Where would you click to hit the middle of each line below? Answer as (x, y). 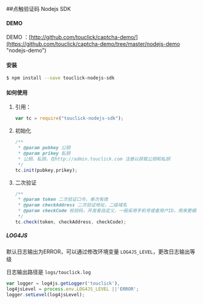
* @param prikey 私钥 (44, 154)
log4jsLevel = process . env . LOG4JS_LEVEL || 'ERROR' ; (72, 289)
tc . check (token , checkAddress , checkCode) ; (71, 222)
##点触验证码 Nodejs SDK (39, 9)
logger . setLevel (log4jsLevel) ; (46, 294)
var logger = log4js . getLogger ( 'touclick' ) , (63, 283)
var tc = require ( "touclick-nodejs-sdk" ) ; (69, 119)
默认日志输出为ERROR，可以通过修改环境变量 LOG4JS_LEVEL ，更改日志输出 (98, 252)
